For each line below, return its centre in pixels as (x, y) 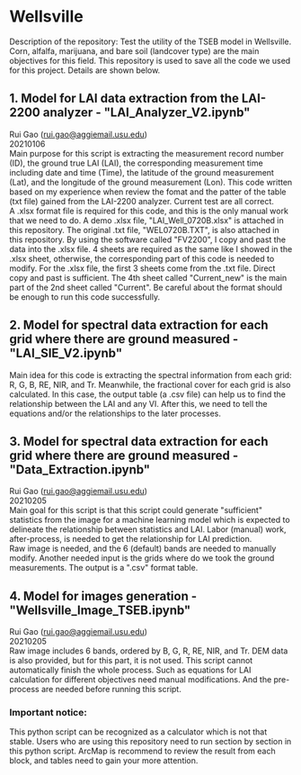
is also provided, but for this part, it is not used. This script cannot (131, 661)
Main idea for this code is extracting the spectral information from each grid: (150, 374)
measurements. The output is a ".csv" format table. (104, 568)
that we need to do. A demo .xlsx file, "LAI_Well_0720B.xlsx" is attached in (147, 220)
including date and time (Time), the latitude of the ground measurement (142, 172)
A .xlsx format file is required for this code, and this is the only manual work (149, 211)
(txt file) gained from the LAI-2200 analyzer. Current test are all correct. (142, 201)
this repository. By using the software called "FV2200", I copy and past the (147, 239)
